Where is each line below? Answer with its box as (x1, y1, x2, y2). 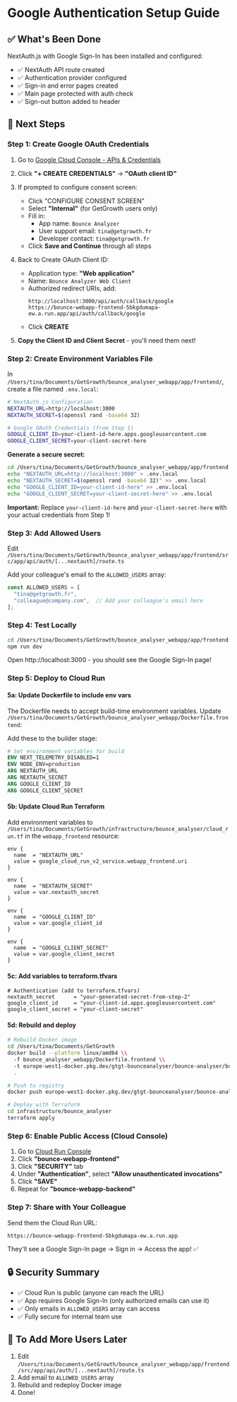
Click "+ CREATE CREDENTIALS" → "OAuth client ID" (17, 169, 177, 177)
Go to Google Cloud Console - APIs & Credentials (17, 155, 161, 164)
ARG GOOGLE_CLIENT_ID (7, 780, 71, 787)
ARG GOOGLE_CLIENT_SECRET (7, 787, 83, 794)
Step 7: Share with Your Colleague (7, 1203, 127, 1213)
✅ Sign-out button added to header (17, 98, 121, 105)
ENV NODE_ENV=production (7, 761, 80, 768)
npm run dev (7, 643, 42, 650)
